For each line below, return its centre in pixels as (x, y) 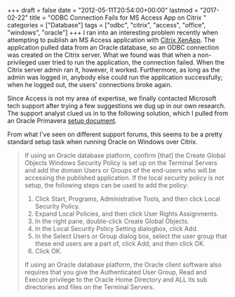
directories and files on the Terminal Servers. (89, 287)
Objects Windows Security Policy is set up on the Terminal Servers (121, 163)
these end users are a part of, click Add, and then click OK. (120, 244)
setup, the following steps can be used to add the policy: (106, 185)
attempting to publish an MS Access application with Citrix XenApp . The (111, 40)
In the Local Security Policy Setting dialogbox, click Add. (116, 229)
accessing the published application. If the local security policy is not (124, 178)
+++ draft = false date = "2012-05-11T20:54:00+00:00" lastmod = (103, 10)
